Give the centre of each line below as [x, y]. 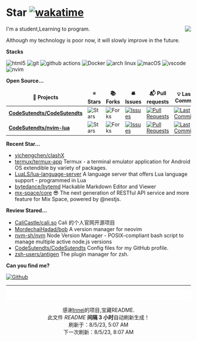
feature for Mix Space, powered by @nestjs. [68, 199]
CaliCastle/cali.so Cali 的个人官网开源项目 [65, 222]
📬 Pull [158, 93]
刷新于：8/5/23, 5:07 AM [98, 325]
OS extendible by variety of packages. [61, 168]
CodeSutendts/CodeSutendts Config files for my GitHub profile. [91, 248]
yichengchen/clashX [39, 155]
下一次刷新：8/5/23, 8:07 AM [98, 332]
